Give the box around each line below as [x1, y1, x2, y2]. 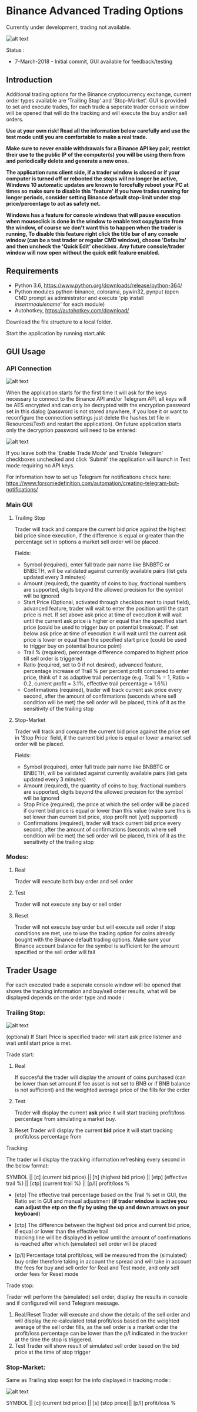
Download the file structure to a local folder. [6, 318, 113, 325]
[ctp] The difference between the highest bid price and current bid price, [14, 1221, 191, 1228]
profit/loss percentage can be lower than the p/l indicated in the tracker [14, 1329, 188, 1337]
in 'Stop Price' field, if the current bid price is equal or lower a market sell [14, 734, 192, 741]
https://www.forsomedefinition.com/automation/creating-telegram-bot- [6, 480, 179, 487]
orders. [6, 116, 24, 123]
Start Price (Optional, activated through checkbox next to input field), [23, 598, 191, 605]
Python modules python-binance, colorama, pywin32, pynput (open [14, 288, 179, 295]
